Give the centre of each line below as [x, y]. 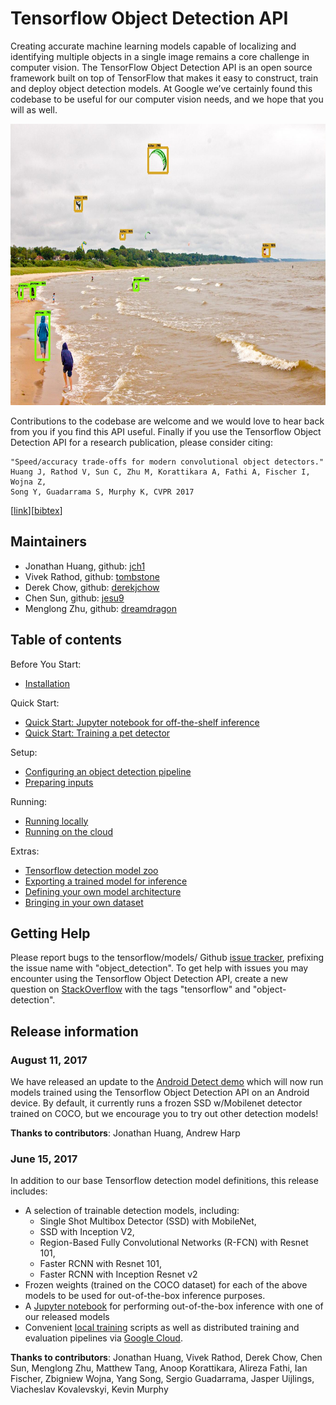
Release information [74, 1031]
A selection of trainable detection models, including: [132, 1211]
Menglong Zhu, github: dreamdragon [101, 608]
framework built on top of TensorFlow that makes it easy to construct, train [164, 78]
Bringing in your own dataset [84, 902]
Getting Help [50, 933]
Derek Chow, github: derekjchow [92, 587]
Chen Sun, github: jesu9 [74, 598]
